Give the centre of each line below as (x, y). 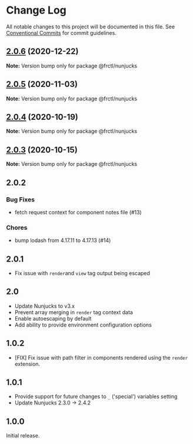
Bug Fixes (21, 200)
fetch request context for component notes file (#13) (78, 212)
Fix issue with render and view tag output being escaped (82, 273)
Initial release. (23, 436)
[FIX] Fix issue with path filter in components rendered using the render (101, 357)
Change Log (36, 10)
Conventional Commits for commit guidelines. (61, 32)
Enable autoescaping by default (53, 318)
